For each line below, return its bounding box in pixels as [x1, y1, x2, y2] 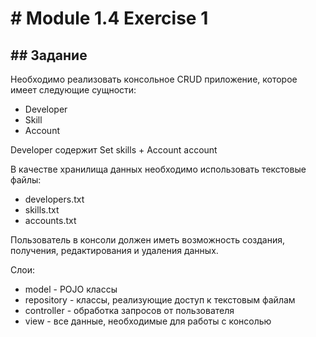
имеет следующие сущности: [10, 84, 137, 96]
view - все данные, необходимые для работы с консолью [24, 315, 272, 327]
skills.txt [24, 204, 60, 216]
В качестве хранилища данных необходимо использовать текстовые [10, 163, 307, 175]
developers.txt [24, 193, 85, 205]
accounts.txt [24, 215, 77, 226]
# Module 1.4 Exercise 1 [10, 7, 209, 30]
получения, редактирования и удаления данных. [10, 245, 219, 256]
